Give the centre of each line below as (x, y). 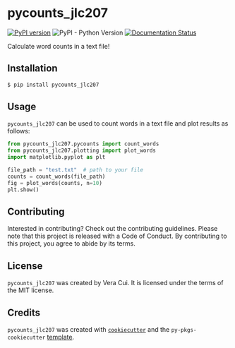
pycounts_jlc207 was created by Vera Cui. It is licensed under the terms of (115, 283)
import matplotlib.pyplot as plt (56, 157)
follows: (19, 131)
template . (61, 337)
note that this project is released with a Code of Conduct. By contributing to (117, 236)
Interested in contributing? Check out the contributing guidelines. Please (113, 229)
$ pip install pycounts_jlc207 (53, 85)
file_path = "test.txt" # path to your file (75, 170)
